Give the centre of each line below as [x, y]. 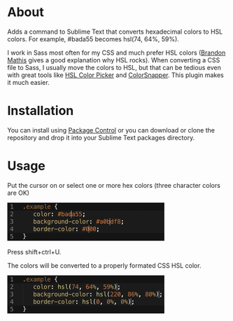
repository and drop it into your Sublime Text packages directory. [101, 137]
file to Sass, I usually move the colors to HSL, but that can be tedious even [114, 67]
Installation [41, 111]
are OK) [19, 193]
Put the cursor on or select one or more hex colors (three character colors [114, 185]
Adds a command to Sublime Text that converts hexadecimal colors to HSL [115, 32]
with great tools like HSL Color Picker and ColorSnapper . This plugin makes [115, 75]
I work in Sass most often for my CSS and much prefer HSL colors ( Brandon [116, 53]
